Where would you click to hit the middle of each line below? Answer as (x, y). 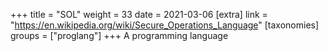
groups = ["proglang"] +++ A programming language (119, 35)
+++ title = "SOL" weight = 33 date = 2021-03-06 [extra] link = (139, 14)
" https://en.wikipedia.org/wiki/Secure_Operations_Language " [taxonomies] (165, 25)
